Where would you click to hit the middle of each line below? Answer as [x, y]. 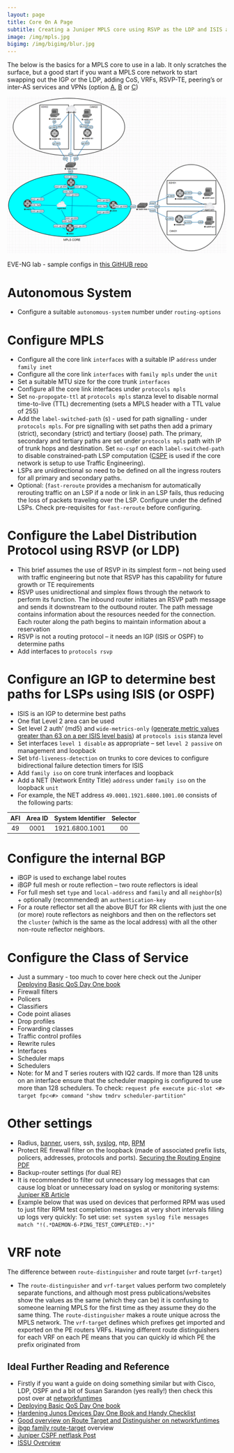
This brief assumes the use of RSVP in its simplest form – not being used [122, 570]
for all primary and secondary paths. [69, 478]
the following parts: [45, 802]
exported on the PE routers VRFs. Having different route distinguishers [118, 1330]
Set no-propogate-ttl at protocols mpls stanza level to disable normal [118, 397]
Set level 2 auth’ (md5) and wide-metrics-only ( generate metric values [118, 729]
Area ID [37, 818]
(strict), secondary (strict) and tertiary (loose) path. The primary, [110, 434]
